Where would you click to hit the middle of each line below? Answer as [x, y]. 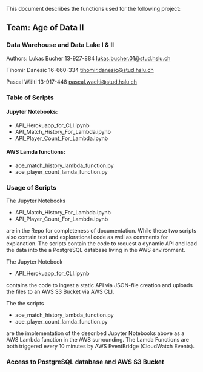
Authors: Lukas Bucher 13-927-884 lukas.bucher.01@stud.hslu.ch [88, 58]
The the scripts [25, 304]
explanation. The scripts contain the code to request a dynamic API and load [102, 244]
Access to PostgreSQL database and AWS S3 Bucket [85, 362]
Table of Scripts [30, 98]
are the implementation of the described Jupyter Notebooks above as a [95, 333]
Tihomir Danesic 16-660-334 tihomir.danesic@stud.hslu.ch [80, 70]
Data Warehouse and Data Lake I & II [60, 45]
